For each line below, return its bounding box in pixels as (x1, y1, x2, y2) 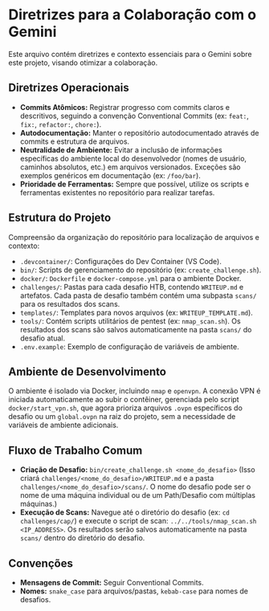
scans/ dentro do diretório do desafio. (19, 533, 145, 543)
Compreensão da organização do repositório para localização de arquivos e (8, 232, 259, 242)
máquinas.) (19, 499, 58, 509)
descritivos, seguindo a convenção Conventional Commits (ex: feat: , (19, 111, 249, 120)
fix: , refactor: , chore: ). (19, 119, 102, 129)
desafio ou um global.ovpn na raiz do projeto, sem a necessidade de (8, 412, 236, 422)
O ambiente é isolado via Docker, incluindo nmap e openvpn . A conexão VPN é (8, 386, 261, 396)
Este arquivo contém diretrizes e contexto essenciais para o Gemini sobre (8, 49, 252, 59)
